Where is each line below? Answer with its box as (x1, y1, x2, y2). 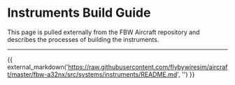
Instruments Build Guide (7, 5, 151, 21)
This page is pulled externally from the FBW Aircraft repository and (7, 28, 201, 36)
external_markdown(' (7, 63, 69, 71)
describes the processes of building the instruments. (7, 35, 159, 43)
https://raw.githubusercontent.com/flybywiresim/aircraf (67, 63, 228, 71)
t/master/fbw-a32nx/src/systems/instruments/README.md (7, 70, 178, 78)
